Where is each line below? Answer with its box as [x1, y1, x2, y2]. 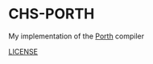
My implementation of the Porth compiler [8, 31, 145, 41]
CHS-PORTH [8, 5, 95, 23]
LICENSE [8, 46, 39, 56]
